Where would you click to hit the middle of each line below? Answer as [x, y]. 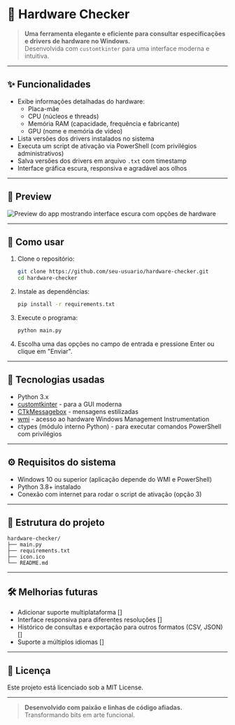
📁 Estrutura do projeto [56, 523]
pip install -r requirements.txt [66, 304]
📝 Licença [29, 670]
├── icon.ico [26, 557]
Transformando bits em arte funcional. [79, 715]
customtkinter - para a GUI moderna [70, 404]
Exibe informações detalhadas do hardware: [81, 101]
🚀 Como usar [36, 242]
